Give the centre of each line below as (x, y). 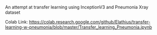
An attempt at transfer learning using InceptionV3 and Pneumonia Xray (77, 7)
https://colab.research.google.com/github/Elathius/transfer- (90, 22)
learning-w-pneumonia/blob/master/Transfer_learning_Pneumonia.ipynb (79, 27)
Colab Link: (16, 22)
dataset (13, 12)
